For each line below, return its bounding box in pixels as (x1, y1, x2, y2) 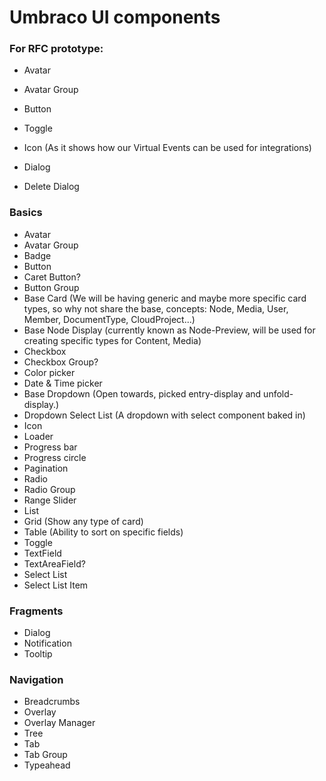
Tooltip (23, 648, 53, 660)
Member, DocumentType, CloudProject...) (23, 313, 196, 325)
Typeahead (23, 759, 71, 771)
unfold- (263, 387, 294, 400)
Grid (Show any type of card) (23, 515, 144, 527)
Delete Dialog (23, 181, 80, 193)
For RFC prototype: (9, 42, 104, 56)
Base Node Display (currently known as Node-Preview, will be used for (23, 324, 316, 336)
